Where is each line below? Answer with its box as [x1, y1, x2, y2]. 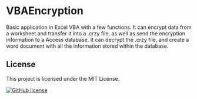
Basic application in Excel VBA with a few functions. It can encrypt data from [6, 24, 192, 31]
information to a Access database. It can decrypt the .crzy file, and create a [6, 36, 189, 43]
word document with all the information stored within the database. [6, 42, 169, 49]
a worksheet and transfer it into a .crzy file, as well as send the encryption [6, 29, 186, 37]
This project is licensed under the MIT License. [6, 75, 120, 82]
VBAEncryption [6, 4, 84, 18]
